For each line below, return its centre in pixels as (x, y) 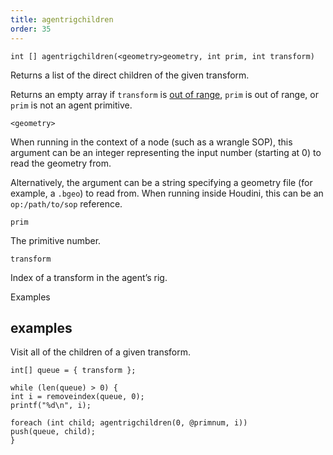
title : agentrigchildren (62, 19)
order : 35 (31, 29)
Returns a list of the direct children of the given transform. (130, 75)
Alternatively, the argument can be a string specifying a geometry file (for (161, 182)
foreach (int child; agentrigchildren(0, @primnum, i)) (129, 423)
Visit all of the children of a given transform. (101, 352)
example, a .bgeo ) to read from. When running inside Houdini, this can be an (167, 193)
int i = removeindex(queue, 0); (77, 397)
